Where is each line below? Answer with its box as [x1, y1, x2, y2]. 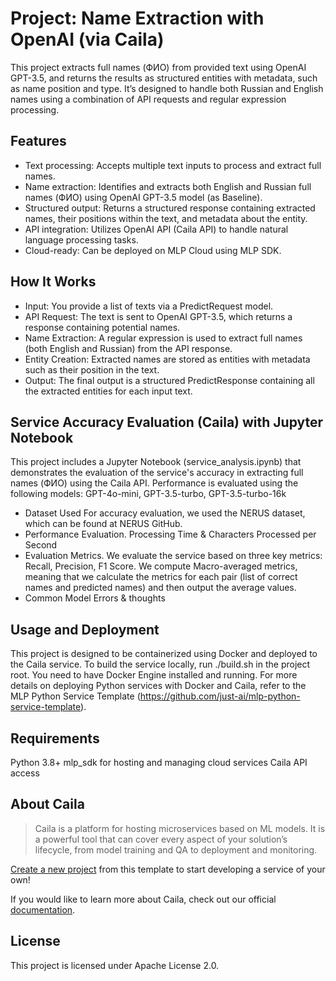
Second [24, 539, 58, 551]
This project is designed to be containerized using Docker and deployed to [10, 648, 318, 660]
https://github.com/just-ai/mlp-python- [139, 690, 301, 702]
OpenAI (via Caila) [10, 28, 165, 51]
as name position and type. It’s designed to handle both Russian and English [10, 82, 324, 94]
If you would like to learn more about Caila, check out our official [10, 893, 277, 905]
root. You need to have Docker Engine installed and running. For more [10, 669, 298, 681]
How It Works [10, 273, 97, 291]
